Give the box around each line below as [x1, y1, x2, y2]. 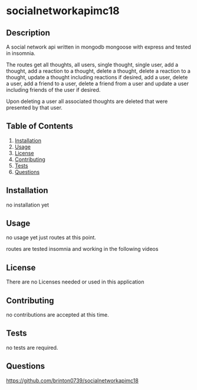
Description [6, 28, 50, 38]
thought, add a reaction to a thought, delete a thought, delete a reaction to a [6, 67, 191, 75]
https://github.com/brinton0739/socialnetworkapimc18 [6, 377, 139, 384]
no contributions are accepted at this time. [6, 311, 109, 318]
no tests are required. [6, 344, 58, 351]
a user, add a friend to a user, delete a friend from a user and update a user [6, 80, 189, 87]
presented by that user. [6, 104, 63, 111]
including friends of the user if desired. [6, 86, 101, 93]
